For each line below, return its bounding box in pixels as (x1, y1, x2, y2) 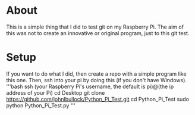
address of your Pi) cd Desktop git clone (6, 89, 105, 96)
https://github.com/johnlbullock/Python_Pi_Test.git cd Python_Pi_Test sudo (6, 95, 189, 102)
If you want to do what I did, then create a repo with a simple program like (6, 70, 187, 77)
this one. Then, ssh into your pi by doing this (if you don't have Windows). (6, 76, 187, 83)
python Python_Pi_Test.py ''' (6, 102, 76, 109)
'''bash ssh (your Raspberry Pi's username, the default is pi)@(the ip (6, 83, 174, 90)
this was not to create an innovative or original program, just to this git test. (6, 29, 190, 36)
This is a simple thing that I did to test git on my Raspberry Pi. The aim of (6, 23, 184, 30)
